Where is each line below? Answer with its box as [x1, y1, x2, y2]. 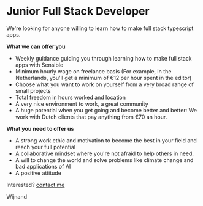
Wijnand [6, 193, 28, 200]
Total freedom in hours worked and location [15, 94, 126, 101]
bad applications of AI [15, 163, 71, 170]
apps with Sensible [15, 61, 64, 68]
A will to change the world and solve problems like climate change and [15, 156, 194, 163]
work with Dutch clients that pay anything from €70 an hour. [15, 113, 167, 120]
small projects [15, 87, 51, 94]
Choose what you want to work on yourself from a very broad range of [15, 81, 194, 88]
